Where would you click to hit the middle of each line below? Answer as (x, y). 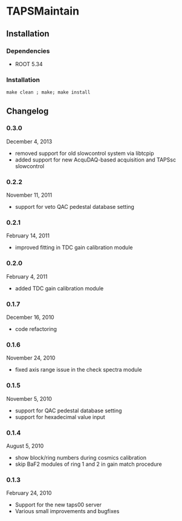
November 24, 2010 (31, 358)
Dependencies (28, 51)
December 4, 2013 (29, 141)
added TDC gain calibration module (59, 288)
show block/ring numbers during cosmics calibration (81, 457)
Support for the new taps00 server (58, 505)
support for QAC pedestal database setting (68, 410)
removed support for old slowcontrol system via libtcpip (84, 153)
